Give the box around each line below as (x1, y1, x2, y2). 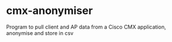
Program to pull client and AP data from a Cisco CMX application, (6, 23, 167, 30)
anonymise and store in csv (6, 29, 74, 36)
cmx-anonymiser (6, 4, 93, 17)
